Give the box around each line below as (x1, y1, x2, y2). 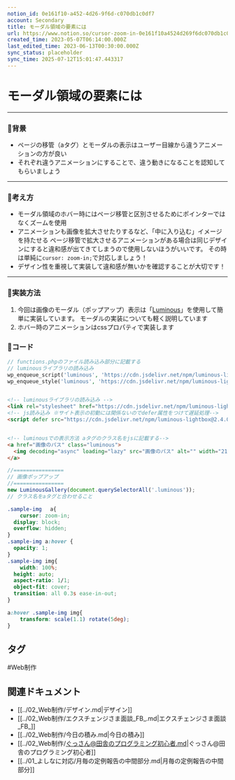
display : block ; (13, 518, 61, 525)
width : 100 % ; (20, 564, 58, 571)
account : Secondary (7, 17, 64, 24)
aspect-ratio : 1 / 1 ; (13, 577, 71, 584)
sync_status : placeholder (7, 50, 83, 57)
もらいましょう (17, 166, 61, 175)
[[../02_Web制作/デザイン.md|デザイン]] (17, 706, 133, 714)
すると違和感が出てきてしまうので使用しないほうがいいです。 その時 (29, 245, 227, 253)
